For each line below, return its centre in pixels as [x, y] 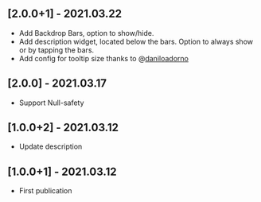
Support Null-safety [51, 103]
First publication [45, 191]
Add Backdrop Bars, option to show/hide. [86, 33]
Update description [51, 146]
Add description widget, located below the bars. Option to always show [136, 41]
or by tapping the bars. [56, 50]
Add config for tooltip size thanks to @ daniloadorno [103, 58]
